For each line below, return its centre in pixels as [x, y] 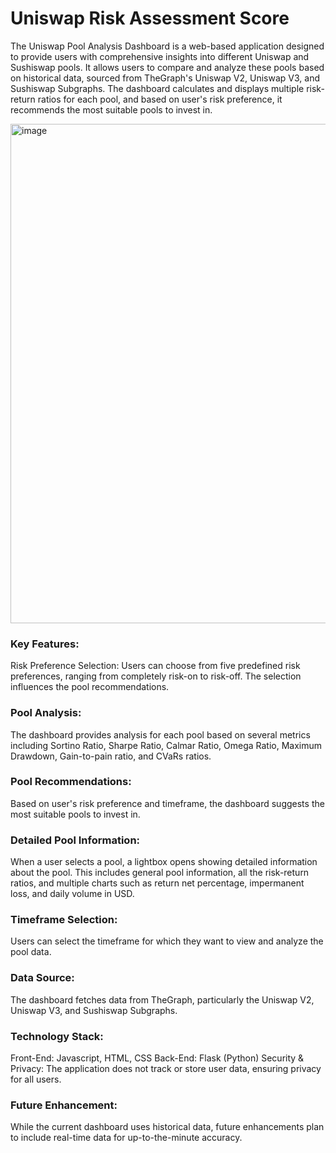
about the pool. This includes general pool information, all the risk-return [160, 873]
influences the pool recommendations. [90, 687]
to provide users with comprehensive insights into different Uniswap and [160, 56]
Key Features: [45, 644]
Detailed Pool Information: [75, 840]
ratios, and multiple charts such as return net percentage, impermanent [157, 883]
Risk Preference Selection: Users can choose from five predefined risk [155, 666]
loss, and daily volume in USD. [72, 894]
